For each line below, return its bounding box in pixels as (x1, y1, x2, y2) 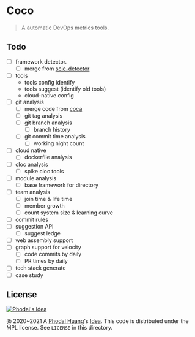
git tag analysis (24, 112, 63, 119)
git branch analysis (24, 119, 72, 126)
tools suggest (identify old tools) (24, 85, 106, 93)
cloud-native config (24, 91, 75, 99)
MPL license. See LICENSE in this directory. (6, 324, 113, 331)
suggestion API (15, 223, 54, 230)
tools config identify (24, 78, 75, 86)
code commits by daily (24, 251, 81, 258)
